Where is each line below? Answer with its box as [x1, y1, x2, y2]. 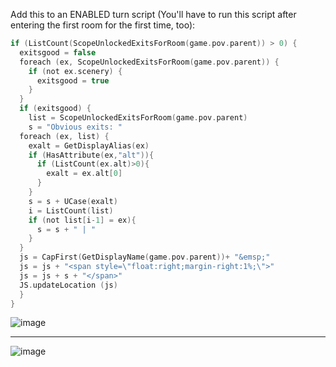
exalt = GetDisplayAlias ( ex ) [28, 140, 150, 151]
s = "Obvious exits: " [28, 122, 123, 132]
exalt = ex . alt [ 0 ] [46, 169, 123, 179]
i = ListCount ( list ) [28, 205, 114, 216]
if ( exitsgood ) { [19, 104, 92, 114]
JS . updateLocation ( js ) [19, 280, 118, 290]
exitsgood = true [36, 75, 110, 86]
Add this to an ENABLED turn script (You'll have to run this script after [10, 9, 297, 20]
